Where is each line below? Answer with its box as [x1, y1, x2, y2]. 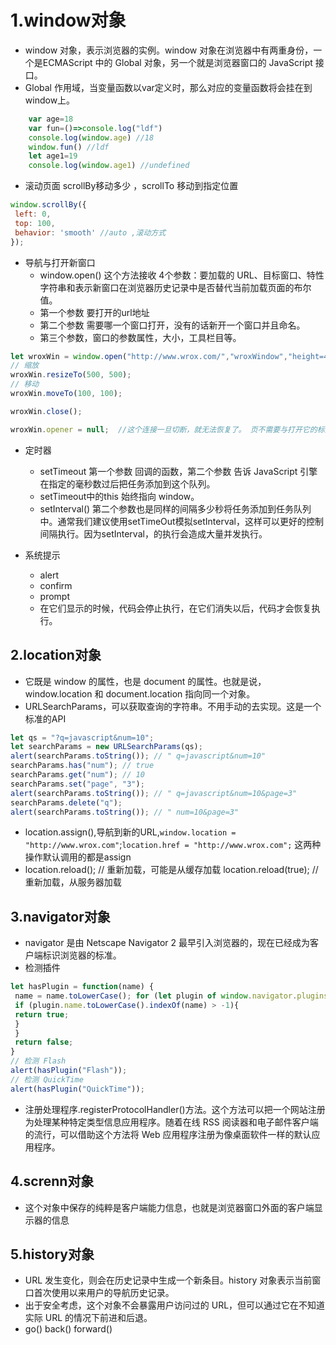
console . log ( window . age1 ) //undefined [28, 161, 190, 171]
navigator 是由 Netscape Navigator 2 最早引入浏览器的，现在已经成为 [24, 937, 311, 949]
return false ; [14, 1037, 74, 1048]
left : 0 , [14, 209, 52, 220]
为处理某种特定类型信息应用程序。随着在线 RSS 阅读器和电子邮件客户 [24, 1116, 310, 1128]
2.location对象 [10, 647, 102, 664]
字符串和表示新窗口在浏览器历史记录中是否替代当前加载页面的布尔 [39, 281, 312, 293]
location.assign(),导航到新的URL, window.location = [24, 826, 237, 838]
